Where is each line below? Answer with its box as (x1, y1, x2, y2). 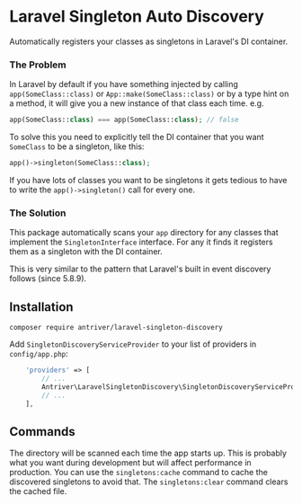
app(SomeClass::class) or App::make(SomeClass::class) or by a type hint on (9, 88, 289, 100)
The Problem (9, 58, 67, 71)
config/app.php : (9, 349, 69, 359)
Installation (9, 299, 74, 314)
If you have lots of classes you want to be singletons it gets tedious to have (9, 174, 288, 185)
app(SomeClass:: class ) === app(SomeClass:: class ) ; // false (9, 115, 240, 125)
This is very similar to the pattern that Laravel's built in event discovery (9, 263, 271, 275)
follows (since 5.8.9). (9, 273, 87, 284)
